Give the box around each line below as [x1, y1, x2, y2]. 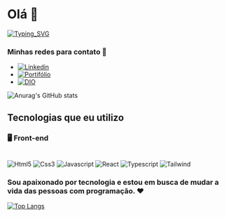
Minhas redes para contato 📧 [7, 47, 107, 57]
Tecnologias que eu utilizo [7, 111, 125, 123]
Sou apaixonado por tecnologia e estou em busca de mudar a [7, 177, 219, 187]
